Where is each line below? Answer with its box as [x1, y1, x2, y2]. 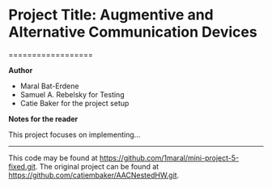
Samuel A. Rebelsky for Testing [19, 89, 125, 99]
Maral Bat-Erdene [19, 81, 79, 91]
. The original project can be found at [35, 161, 159, 171]
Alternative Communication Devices [8, 23, 257, 41]
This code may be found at [8, 152, 99, 163]
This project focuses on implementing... [8, 130, 141, 139]
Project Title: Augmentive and [8, 6, 214, 24]
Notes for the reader [8, 113, 79, 123]
